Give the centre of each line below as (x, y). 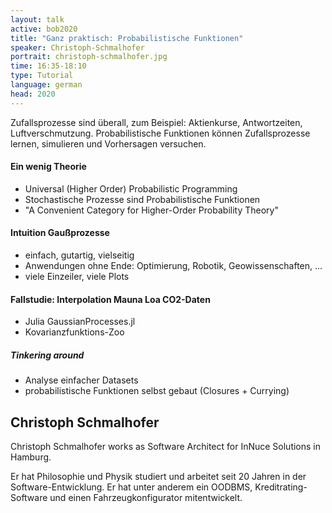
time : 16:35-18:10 (48, 66)
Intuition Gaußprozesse (60, 233)
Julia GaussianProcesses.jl (80, 322)
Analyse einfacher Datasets (81, 380)
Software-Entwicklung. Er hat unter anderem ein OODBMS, (131, 487)
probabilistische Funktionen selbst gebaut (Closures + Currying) (157, 391)
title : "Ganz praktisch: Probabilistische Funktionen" (127, 38)
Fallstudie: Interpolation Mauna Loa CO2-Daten (110, 299)
